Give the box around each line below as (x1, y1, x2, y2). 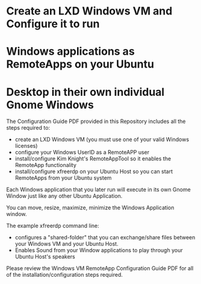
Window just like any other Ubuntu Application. (6, 192, 123, 200)
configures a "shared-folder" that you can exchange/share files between (14, 234, 196, 241)
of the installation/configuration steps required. (6, 271, 123, 279)
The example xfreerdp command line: (6, 222, 99, 230)
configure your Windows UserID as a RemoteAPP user (14, 149, 150, 156)
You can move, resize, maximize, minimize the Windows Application (6, 204, 175, 212)
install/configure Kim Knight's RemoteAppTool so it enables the (14, 155, 172, 162)
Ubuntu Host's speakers (14, 253, 75, 260)
